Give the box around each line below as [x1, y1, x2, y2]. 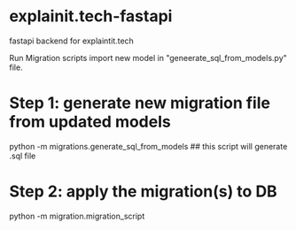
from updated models [9, 112, 171, 132]
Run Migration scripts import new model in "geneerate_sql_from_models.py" [9, 52, 288, 63]
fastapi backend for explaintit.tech [9, 35, 135, 46]
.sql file [9, 150, 36, 161]
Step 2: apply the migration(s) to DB [9, 181, 277, 202]
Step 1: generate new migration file [9, 93, 270, 113]
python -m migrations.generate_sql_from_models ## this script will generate [9, 141, 288, 151]
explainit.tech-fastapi [9, 6, 173, 27]
